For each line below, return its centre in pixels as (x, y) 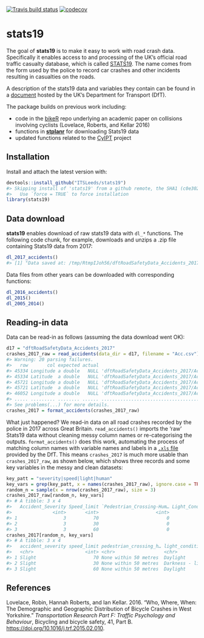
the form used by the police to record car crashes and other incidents (93, 70)
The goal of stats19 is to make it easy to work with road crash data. (90, 50)
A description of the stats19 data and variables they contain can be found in (101, 88)
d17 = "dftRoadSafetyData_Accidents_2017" (61, 348)
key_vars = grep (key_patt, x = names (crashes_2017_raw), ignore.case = (99, 484)
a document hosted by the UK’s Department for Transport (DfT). (87, 95)
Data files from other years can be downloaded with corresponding (90, 274)
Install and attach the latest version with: (57, 172)
